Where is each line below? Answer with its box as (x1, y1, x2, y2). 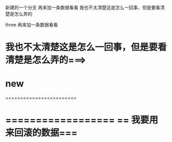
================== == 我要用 (5, 114, 159, 126)
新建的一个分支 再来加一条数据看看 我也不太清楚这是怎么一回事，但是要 (5, 5, 156, 10)
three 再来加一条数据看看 (5, 22, 58, 28)
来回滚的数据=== (5, 127, 78, 139)
